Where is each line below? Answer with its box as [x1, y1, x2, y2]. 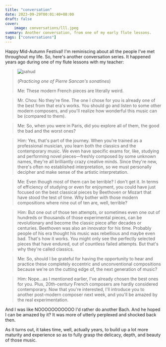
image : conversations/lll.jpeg [14, 26, 79, 31]
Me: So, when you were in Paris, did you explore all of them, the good [17, 122, 160, 129]
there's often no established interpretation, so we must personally [17, 164, 152, 170]
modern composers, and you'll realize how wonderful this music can [17, 107, 157, 114]
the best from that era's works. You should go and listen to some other [17, 102, 162, 108]
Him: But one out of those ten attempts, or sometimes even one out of [17, 209, 160, 215]
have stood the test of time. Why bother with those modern [17, 194, 138, 200]
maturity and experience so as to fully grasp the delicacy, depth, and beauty [5, 332, 161, 338]
